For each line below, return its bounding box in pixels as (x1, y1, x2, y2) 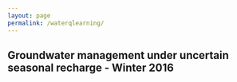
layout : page (7, 11, 51, 20)
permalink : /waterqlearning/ (7, 19, 105, 27)
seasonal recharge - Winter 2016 (7, 61, 175, 74)
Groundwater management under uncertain (7, 49, 229, 62)
